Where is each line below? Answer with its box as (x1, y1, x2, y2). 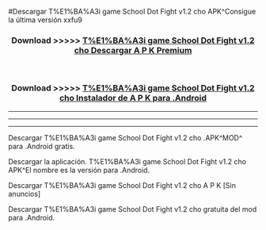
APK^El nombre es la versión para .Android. (8, 165, 150, 174)
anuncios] (8, 189, 41, 198)
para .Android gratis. (8, 141, 75, 151)
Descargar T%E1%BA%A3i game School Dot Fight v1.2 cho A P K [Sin (8, 180, 236, 190)
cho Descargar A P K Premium (74, 44, 192, 56)
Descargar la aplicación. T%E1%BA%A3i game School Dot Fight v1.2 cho (8, 156, 247, 166)
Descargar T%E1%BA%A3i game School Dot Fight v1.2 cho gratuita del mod (8, 204, 257, 213)
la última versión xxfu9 (8, 15, 83, 25)
